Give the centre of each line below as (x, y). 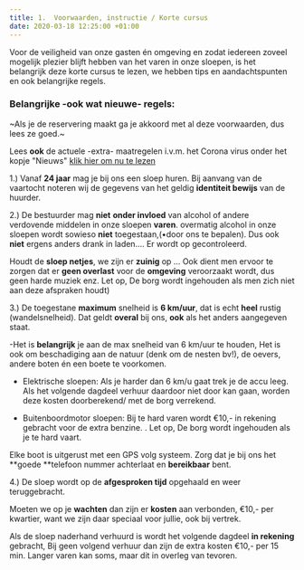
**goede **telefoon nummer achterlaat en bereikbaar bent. (120, 464)
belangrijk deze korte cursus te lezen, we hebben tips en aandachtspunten (148, 71)
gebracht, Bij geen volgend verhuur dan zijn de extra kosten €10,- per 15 (144, 546)
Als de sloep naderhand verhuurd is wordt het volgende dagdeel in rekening (152, 536)
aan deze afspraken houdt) (60, 290)
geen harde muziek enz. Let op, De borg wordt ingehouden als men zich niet (152, 280)
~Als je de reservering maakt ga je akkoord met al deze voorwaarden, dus (147, 124)
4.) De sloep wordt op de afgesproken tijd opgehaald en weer (125, 481)
